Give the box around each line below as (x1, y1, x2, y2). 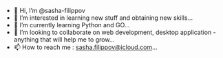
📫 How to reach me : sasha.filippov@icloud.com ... (13, 43, 158, 51)
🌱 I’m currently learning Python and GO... (13, 21, 130, 29)
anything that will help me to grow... (13, 35, 115, 44)
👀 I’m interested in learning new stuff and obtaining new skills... (13, 14, 193, 22)
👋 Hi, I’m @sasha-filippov (13, 7, 86, 14)
